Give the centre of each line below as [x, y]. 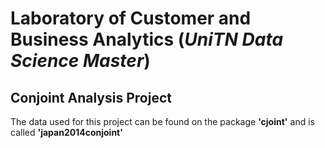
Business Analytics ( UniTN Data [147, 39]
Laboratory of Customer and [131, 18]
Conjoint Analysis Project [91, 97]
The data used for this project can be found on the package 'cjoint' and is [162, 121]
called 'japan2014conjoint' [66, 132]
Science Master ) [80, 61]
